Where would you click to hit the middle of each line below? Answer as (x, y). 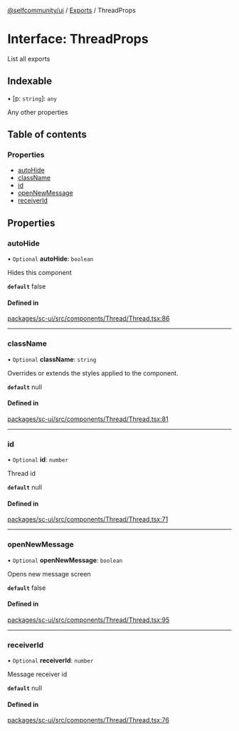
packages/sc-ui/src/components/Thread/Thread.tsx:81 (88, 419)
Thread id (21, 474)
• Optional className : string (52, 359)
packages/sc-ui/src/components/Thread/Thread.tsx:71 (88, 519)
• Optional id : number (38, 460)
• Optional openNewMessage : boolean (65, 560)
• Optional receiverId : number (51, 660)
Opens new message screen (49, 574)
